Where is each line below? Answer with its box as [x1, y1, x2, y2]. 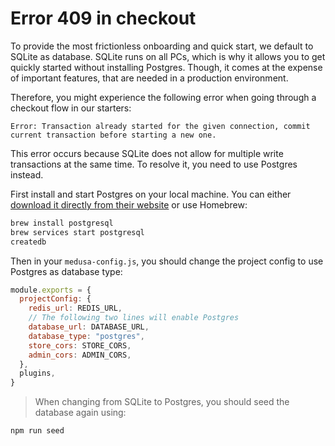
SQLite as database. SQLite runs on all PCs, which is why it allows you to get [10, 50, 326, 62]
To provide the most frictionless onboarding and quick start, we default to [10, 40, 314, 52]
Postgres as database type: [10, 265, 123, 277]
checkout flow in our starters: [10, 102, 132, 114]
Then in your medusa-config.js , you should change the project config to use [10, 255, 324, 267]
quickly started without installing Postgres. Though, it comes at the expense [10, 61, 323, 73]
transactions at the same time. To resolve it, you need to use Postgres [10, 158, 298, 170]
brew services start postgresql [10, 227, 145, 237]
